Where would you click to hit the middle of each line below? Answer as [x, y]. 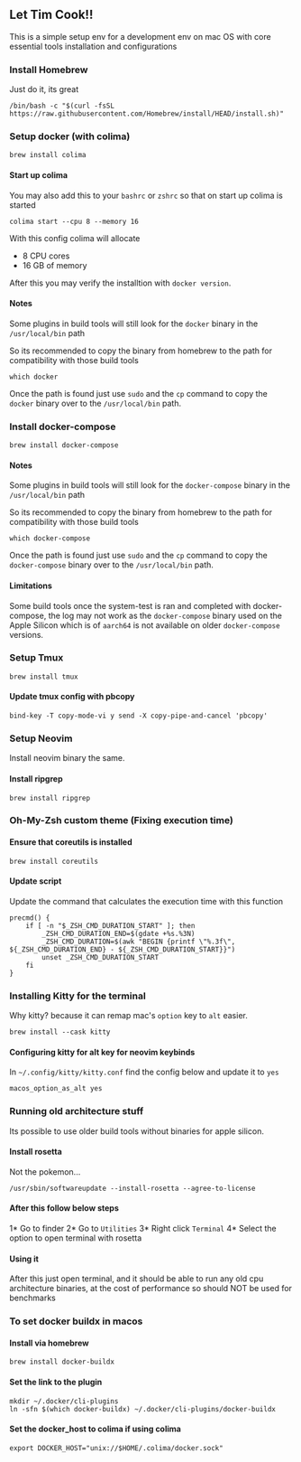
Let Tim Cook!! [51, 15]
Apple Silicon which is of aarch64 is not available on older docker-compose [145, 625]
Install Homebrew [49, 70]
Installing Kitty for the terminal [78, 996]
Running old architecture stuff [77, 1111]
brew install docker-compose [64, 445]
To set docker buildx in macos [76, 1321]
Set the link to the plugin [56, 1382]
